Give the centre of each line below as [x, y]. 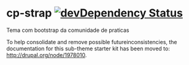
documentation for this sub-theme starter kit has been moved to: [88, 48]
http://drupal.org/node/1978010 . [47, 55]
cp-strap [29, 13]
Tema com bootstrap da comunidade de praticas [68, 30]
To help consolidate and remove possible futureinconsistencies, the [92, 42]
